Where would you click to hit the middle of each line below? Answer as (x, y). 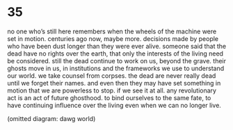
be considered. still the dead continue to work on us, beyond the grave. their (116, 60)
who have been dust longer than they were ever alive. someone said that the (117, 46)
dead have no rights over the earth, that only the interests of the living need (115, 54)
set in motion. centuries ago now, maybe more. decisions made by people (113, 38)
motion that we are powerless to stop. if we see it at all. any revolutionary (112, 90)
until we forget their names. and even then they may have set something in (114, 83)
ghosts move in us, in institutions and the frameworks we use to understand (116, 68)
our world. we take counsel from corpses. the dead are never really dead (112, 75)
